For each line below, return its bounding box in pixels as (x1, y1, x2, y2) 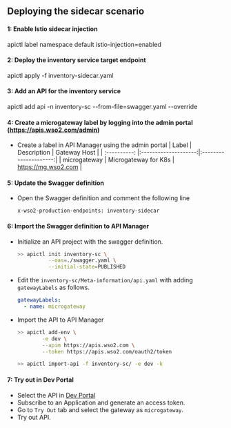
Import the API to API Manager (17, 315, 104, 324)
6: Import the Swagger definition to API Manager (7, 222, 150, 230)
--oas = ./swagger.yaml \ (48, 257, 117, 264)
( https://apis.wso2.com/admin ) (7, 126, 100, 134)
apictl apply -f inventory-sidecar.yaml (7, 71, 114, 79)
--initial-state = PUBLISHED (48, 264, 126, 271)
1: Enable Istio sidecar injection (7, 24, 98, 33)
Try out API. (17, 413, 51, 421)
